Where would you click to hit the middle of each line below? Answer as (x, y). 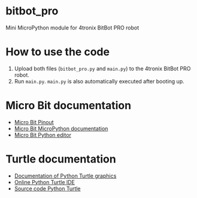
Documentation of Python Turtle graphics (65, 176)
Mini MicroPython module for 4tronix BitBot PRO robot (72, 28)
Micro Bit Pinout (34, 122)
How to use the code (58, 52)
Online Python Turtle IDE (45, 182)
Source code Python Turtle (48, 188)
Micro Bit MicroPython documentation (61, 128)
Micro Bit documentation (69, 106)
